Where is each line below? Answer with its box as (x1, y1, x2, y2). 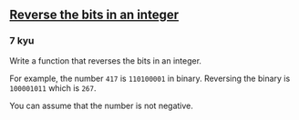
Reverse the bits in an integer (9, 7, 180, 23)
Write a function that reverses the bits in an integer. (9, 55, 202, 66)
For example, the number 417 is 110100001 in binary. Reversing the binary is (9, 73, 291, 84)
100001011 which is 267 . (9, 82, 97, 94)
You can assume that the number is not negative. (9, 100, 194, 111)
